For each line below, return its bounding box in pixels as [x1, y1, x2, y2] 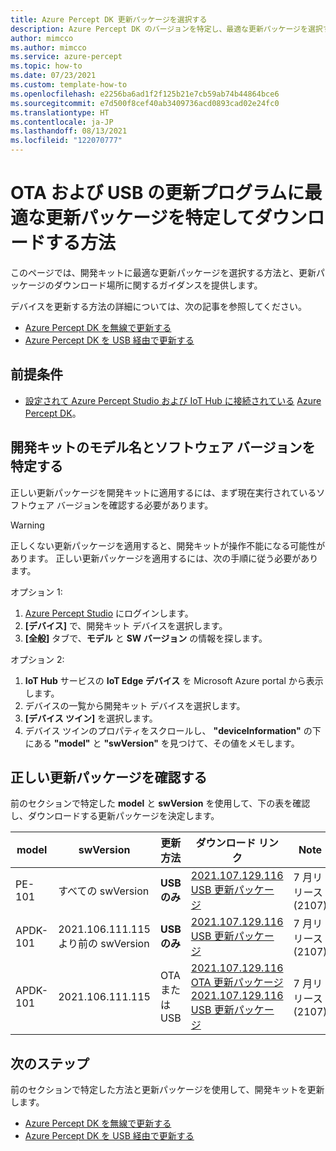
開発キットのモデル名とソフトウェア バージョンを [10, 439, 316, 456]
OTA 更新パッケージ [190, 976, 284, 990]
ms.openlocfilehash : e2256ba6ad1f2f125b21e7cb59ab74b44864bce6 [10, 89, 280, 99]
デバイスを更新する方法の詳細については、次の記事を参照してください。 [10, 300, 308, 312]
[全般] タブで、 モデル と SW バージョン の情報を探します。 [24, 632, 268, 644]
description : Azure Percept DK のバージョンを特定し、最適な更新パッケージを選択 [10, 24, 323, 34]
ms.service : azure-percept [10, 52, 123, 62]
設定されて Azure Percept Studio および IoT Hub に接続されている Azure [24, 394, 322, 406]
